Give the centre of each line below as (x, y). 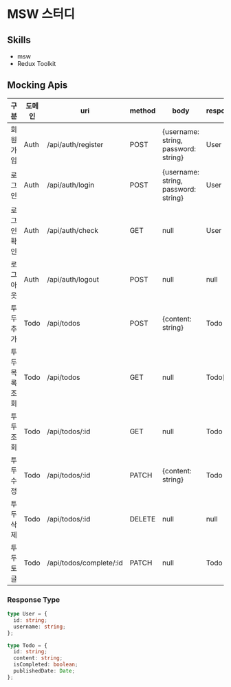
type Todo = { (27, 645)
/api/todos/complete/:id (85, 563)
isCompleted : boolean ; (46, 665)
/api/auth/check (73, 230)
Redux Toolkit (36, 64)
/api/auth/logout (73, 279)
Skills (19, 40)
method (143, 111)
